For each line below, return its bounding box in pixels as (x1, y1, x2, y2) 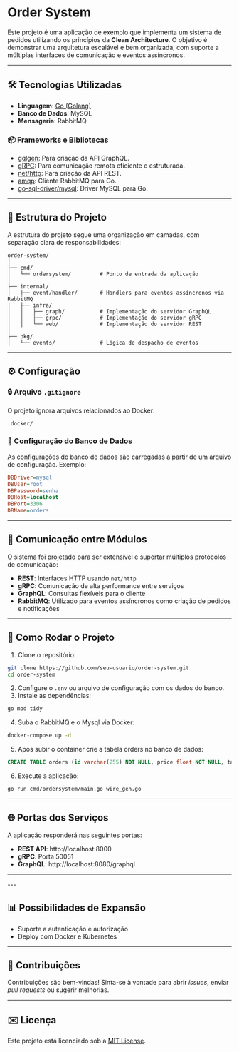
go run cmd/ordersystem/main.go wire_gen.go (7, 786, 142, 793)
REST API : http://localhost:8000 (17, 844, 112, 853)
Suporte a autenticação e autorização (17, 924, 129, 933)
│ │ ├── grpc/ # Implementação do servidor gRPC (7, 314, 202, 321)
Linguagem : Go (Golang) (17, 101, 91, 110)
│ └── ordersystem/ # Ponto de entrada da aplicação (7, 270, 199, 278)
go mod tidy (7, 705, 43, 712)
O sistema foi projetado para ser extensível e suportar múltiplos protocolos (7, 552, 226, 561)
